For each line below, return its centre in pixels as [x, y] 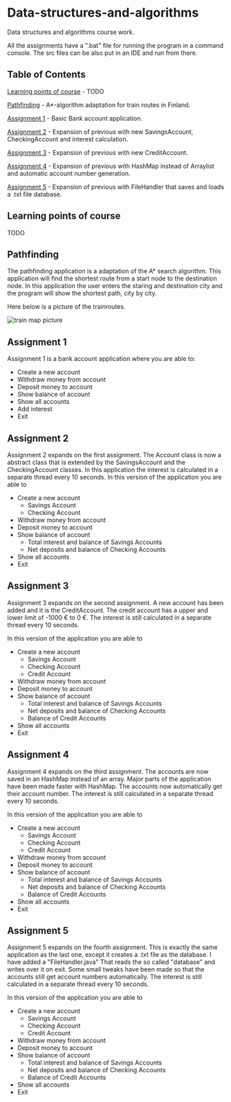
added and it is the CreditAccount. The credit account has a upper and [108, 610]
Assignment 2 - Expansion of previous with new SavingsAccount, [100, 132]
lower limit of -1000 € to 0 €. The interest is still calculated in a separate [110, 617]
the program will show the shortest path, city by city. [82, 294]
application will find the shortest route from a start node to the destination [112, 278]
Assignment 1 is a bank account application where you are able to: [101, 359]
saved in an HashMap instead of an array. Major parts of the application [109, 779]
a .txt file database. [35, 194]
